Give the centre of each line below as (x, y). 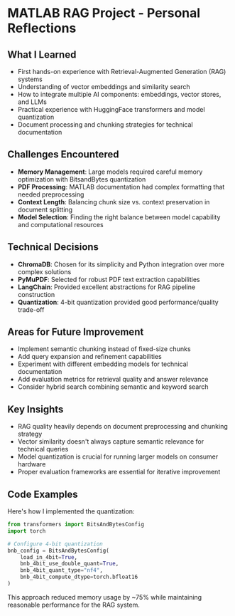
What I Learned (42, 54)
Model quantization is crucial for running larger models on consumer (118, 456)
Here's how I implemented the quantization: (71, 511)
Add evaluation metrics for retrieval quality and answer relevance (113, 380)
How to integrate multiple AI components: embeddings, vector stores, (119, 94)
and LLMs (32, 102)
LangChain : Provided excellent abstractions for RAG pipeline (106, 287)
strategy (30, 434)
